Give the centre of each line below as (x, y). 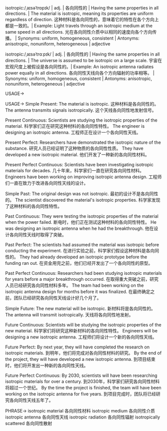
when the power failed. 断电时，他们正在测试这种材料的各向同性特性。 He (81, 222)
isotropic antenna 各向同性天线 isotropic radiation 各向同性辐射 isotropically (83, 417)
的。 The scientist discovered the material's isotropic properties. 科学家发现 (83, 200)
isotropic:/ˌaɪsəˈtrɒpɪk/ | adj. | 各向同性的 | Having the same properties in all (82, 8)
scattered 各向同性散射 (29, 423)
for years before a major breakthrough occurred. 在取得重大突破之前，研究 (82, 279)
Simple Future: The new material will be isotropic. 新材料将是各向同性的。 (80, 308)
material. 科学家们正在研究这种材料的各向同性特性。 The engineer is (75, 126)
